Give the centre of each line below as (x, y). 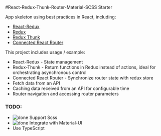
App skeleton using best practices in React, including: (61, 17)
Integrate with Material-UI (56, 123)
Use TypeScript (29, 128)
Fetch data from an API (36, 83)
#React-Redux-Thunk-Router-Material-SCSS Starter (59, 7)
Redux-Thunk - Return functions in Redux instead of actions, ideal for (84, 67)
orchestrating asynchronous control (49, 72)
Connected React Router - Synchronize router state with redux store (83, 78)
